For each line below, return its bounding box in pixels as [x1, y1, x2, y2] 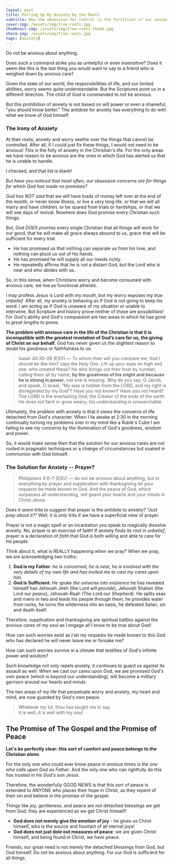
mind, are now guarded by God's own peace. [6, 694, 101, 700]
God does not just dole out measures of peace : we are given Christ [13, 829, 156, 835]
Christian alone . [6, 751, 41, 757]
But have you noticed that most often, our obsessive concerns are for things [6, 178, 166, 184]
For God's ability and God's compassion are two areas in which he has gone [6, 314, 166, 320]
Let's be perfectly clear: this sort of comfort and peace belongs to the [6, 746, 157, 752]
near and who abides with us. [13, 267, 76, 273]
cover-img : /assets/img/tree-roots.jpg [6, 21, 91, 27]
